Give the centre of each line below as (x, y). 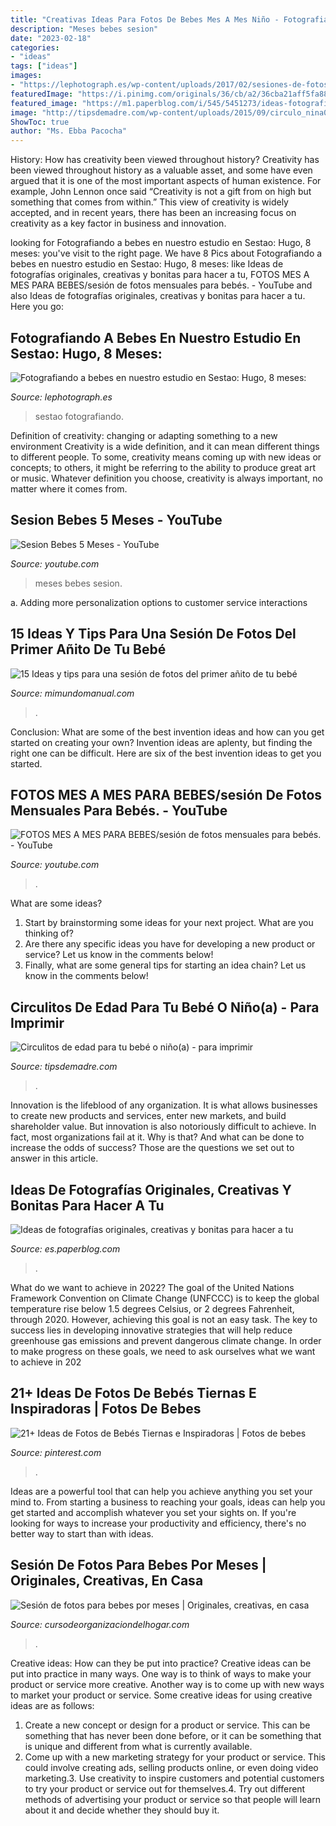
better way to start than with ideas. (82, 1533)
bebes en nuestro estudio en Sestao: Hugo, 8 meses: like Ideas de (147, 264)
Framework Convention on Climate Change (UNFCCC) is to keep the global (165, 1298)
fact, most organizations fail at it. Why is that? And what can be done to (157, 1137)
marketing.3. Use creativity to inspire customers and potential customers (174, 1778)
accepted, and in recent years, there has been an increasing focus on (153, 213)
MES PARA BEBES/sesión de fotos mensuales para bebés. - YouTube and (161, 285)
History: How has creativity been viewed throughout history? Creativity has (165, 160)
